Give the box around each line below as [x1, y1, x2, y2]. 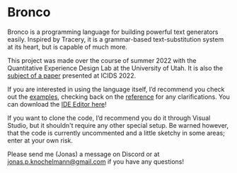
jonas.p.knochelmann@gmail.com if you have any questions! [7, 157, 184, 166]
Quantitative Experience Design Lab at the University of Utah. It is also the [7, 64, 224, 72]
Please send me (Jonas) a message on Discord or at [7, 150, 160, 158]
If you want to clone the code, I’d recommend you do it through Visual [7, 114, 211, 122]
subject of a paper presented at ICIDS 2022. [7, 71, 137, 80]
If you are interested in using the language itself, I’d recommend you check [7, 85, 225, 93]
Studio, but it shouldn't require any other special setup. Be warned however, [7, 121, 229, 129]
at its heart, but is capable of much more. [7, 42, 127, 51]
